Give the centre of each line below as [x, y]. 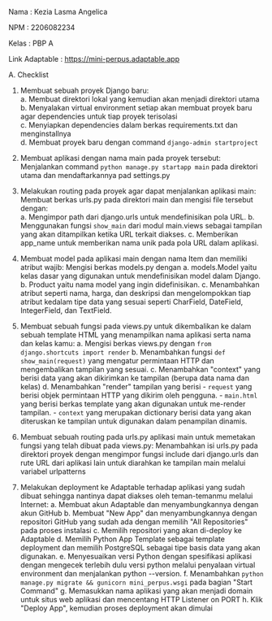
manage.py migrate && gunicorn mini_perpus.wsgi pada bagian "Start [136, 582]
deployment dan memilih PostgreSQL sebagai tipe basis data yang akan [140, 547]
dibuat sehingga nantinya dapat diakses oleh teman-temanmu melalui [136, 496]
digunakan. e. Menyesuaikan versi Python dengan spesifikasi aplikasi [136, 556]
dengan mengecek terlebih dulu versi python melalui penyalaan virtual [138, 565]
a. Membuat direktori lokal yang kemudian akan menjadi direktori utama [140, 99]
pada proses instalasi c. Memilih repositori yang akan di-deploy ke [131, 530]
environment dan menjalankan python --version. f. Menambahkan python [142, 573]
